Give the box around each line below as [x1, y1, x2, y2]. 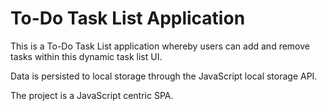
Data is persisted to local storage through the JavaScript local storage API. [10, 70, 318, 82]
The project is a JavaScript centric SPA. [10, 89, 174, 101]
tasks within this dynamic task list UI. [10, 50, 163, 62]
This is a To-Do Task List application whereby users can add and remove [10, 40, 310, 52]
